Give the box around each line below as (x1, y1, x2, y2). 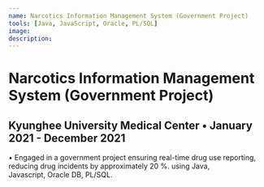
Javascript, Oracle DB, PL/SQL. (8, 170, 113, 180)
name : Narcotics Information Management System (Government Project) (8, 11, 249, 20)
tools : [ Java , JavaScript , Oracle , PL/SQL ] (8, 19, 158, 28)
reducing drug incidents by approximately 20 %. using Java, (8, 161, 210, 171)
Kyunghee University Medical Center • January (8, 118, 253, 132)
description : (8, 34, 53, 43)
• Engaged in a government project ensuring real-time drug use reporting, (8, 153, 257, 163)
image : (8, 27, 31, 35)
